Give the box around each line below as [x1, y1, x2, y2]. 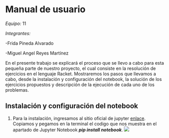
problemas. [5, 87, 29, 93]
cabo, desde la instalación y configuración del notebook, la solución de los [5, 76, 162, 82]
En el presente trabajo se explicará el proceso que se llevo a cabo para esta [5, 60, 164, 66]
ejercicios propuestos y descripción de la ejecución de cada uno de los [5, 81, 155, 88]
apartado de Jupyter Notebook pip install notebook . [12, 126, 123, 133]
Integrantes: [5, 30, 31, 36]
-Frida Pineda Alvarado [5, 40, 54, 46]
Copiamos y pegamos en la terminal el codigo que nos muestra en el [12, 121, 157, 127]
